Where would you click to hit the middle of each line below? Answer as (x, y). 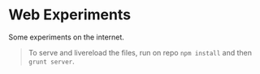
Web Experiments (70, 15)
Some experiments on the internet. (66, 37)
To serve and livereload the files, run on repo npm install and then (140, 52)
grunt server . (51, 61)
